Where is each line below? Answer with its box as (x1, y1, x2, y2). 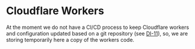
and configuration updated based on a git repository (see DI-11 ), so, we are (6, 30, 189, 37)
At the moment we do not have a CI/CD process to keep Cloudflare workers (6, 24, 190, 31)
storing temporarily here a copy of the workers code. (6, 36, 134, 43)
